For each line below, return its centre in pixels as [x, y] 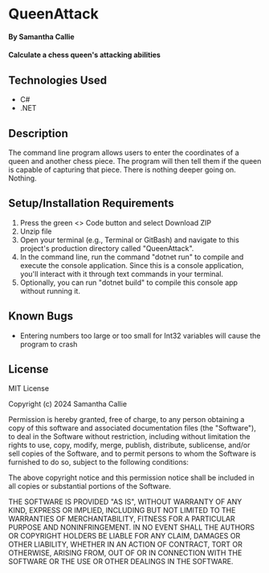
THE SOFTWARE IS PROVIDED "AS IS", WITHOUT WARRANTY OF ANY [125, 502]
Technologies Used [57, 80]
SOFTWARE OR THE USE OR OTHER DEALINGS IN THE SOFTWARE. [121, 562]
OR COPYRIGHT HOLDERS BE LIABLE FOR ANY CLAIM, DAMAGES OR [124, 536]
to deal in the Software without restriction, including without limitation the [129, 437]
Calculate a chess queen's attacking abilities [84, 55]
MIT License [29, 388]
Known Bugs [41, 317]
